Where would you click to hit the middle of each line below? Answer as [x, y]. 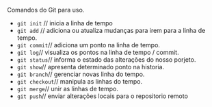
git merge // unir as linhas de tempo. [67, 89]
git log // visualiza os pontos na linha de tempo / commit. [98, 52]
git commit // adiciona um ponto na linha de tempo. [89, 45]
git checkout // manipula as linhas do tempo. [80, 81]
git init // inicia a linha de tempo [65, 23]
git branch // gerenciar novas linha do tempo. [81, 74]
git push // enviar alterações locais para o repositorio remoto [102, 96]
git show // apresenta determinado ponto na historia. [91, 67]
